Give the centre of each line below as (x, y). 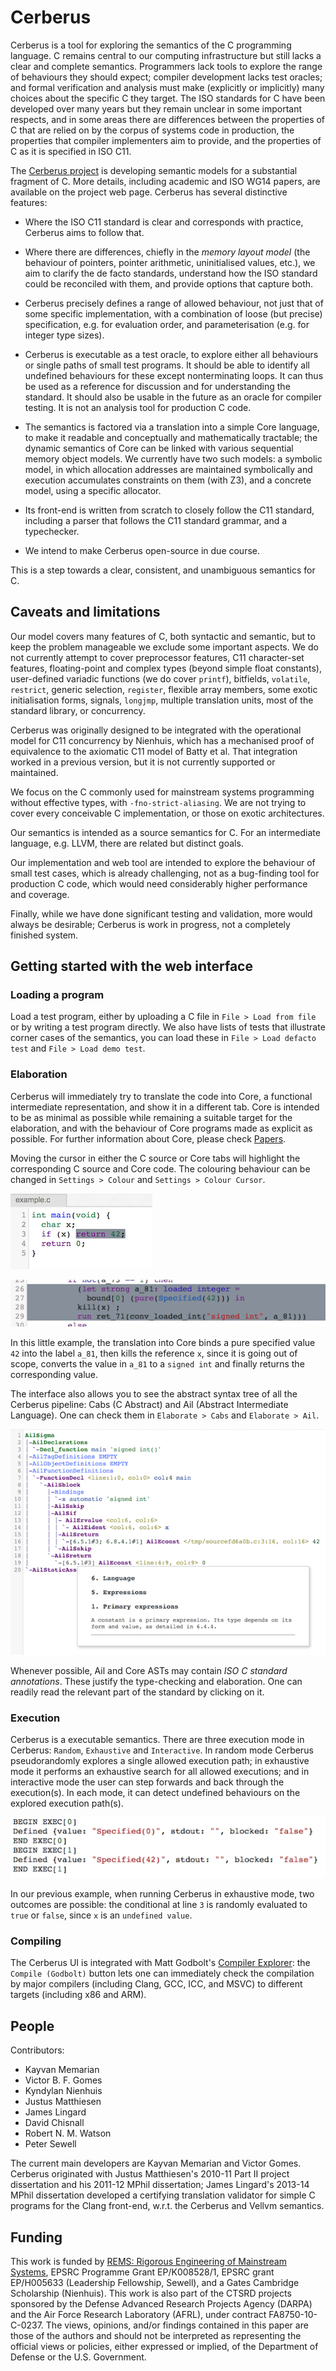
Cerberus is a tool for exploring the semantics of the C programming (151, 45)
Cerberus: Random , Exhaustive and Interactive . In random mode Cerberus (162, 1750)
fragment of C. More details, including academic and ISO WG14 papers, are (165, 181)
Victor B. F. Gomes (63, 2080)
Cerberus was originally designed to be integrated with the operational (156, 730)
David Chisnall (54, 2123)
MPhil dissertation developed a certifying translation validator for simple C (163, 2195)
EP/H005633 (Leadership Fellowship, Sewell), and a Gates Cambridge (155, 2282)
